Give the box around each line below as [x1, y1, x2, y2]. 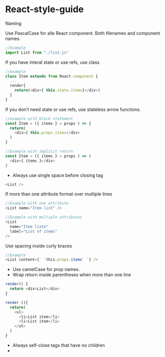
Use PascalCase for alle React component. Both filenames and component [5, 30, 160, 36]
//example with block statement [5, 116, 73, 121]
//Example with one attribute [5, 201, 69, 206]
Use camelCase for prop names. [12, 266, 80, 272]
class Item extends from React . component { [5, 73, 98, 79]
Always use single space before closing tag [12, 172, 103, 178]
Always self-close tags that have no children [12, 342, 105, 348]
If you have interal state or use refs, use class [5, 59, 100, 65]
